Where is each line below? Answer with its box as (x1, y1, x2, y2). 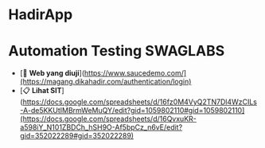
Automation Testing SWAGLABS (8, 42, 225, 60)
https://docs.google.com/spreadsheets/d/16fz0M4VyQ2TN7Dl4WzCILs (22, 97, 257, 107)
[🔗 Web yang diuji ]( (19, 68, 85, 78)
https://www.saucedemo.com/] (84, 68, 187, 78)
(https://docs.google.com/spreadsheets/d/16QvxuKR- (19, 114, 197, 124)
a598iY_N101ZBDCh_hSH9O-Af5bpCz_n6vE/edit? (19, 123, 183, 132)
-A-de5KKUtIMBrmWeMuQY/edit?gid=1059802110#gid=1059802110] (19, 106, 245, 115)
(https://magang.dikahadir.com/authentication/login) (19, 77, 192, 87)
